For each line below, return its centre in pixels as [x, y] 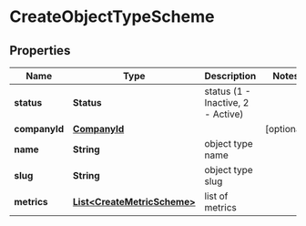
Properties [40, 51]
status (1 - [228, 91]
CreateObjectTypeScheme [112, 17]
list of [216, 196]
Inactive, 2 [227, 103]
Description [230, 76]
